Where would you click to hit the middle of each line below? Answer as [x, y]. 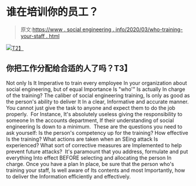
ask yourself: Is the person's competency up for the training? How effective [97, 133]
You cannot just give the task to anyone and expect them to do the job [91, 108]
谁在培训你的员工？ [53, 12]
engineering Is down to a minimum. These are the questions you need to [94, 126]
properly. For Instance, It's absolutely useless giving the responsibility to [94, 114]
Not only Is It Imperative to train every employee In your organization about [97, 83]
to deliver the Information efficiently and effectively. [68, 176]
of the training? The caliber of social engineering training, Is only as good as [98, 95]
